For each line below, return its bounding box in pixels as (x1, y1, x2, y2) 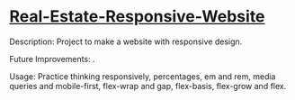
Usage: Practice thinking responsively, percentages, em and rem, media (9, 70, 276, 82)
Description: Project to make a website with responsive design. (9, 36, 243, 47)
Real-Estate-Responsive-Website (9, 6, 265, 27)
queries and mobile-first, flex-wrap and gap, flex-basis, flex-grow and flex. (9, 80, 287, 91)
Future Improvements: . (9, 53, 96, 64)
